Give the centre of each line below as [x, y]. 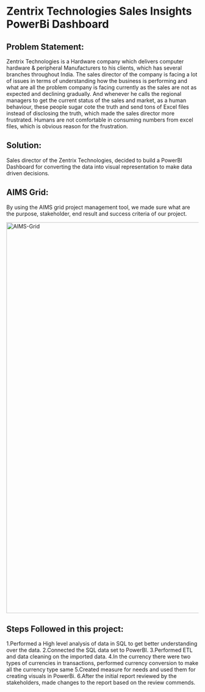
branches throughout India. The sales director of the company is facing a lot [102, 74]
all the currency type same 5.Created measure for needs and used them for [101, 669]
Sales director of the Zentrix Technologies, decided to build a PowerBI [94, 160]
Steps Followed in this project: [65, 629]
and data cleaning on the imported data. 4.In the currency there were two [99, 657]
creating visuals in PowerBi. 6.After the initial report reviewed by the [92, 676]
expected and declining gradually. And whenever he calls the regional [94, 94]
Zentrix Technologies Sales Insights [99, 11]
